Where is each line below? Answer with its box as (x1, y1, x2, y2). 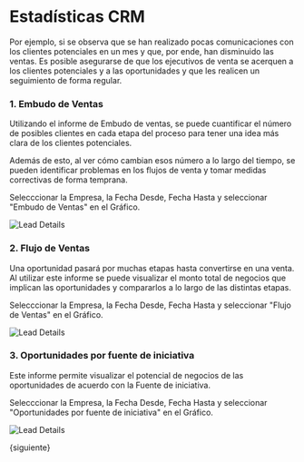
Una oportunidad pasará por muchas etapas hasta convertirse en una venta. (9, 262, 295, 273)
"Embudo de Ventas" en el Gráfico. (9, 202, 141, 212)
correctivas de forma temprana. (9, 174, 129, 185)
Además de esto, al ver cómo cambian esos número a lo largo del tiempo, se (9, 155, 296, 166)
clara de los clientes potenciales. (9, 138, 132, 149)
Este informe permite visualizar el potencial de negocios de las (9, 369, 244, 380)
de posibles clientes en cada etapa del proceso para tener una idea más (9, 128, 279, 139)
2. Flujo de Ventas (9, 242, 91, 255)
